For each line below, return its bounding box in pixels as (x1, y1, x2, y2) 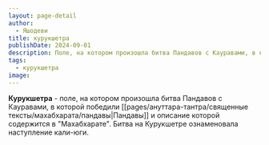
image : (8, 71, 30, 79)
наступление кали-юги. (8, 127, 90, 137)
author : (8, 19, 34, 27)
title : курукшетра (8, 34, 70, 42)
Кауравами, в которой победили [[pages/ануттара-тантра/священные (8, 102, 249, 111)
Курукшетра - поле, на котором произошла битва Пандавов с (8, 93, 223, 103)
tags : (8, 57, 26, 65)
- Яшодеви (15, 26, 48, 34)
